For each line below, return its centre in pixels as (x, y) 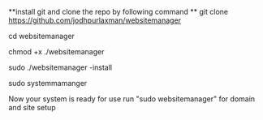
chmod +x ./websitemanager (56, 51)
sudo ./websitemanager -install (60, 67)
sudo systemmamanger (48, 83)
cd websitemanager (42, 36)
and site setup (32, 107)
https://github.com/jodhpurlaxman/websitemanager (95, 20)
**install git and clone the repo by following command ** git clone (119, 12)
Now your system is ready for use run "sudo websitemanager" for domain (132, 99)
